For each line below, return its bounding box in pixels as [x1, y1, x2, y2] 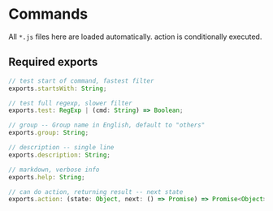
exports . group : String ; [8, 129, 89, 137]
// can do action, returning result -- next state [8, 187, 184, 196]
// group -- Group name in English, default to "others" [8, 121, 206, 130]
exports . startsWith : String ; [8, 84, 107, 93]
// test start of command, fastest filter [8, 76, 154, 85]
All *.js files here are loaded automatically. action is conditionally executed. [8, 32, 262, 41]
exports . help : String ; [8, 173, 85, 181]
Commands [8, 5, 89, 24]
